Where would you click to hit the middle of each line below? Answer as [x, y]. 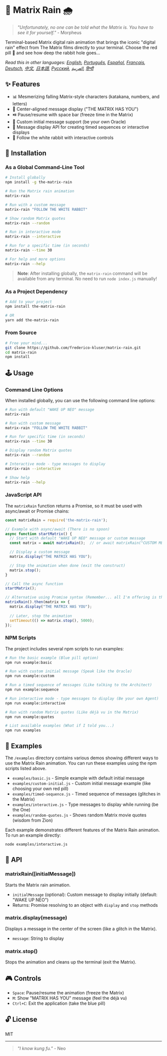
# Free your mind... [27, 343]
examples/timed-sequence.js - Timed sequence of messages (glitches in [86, 794]
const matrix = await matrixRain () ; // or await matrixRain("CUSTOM [83, 543]
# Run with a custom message [35, 205]
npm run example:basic [29, 662]
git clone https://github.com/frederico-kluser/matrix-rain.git [73, 348]
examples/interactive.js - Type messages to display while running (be [85, 804]
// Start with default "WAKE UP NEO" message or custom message [78, 538]
